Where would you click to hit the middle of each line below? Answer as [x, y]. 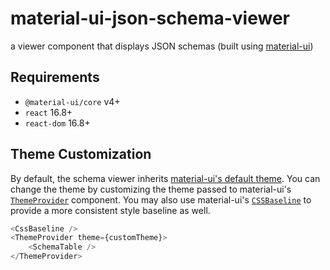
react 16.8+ [48, 112]
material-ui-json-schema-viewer [150, 18]
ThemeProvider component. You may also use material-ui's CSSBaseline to [161, 199]
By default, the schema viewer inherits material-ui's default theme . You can [165, 178]
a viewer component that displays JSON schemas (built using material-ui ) [162, 46]
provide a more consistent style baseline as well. [110, 210]
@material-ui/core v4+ [72, 101]
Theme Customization [81, 154]
